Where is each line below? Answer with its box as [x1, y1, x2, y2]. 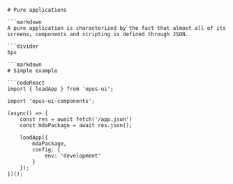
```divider [7, 43, 39, 50]
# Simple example [7, 67, 58, 74]
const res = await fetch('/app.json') [20, 116, 133, 123]
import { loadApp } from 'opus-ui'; [7, 85, 114, 92]
